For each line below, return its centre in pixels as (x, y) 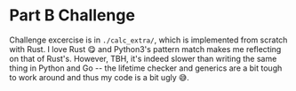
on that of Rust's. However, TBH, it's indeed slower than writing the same (143, 58)
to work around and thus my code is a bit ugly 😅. (99, 77)
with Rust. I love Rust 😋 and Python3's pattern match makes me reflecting (145, 49)
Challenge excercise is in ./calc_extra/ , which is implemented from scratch (148, 40)
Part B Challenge (72, 15)
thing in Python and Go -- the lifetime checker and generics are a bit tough (146, 68)
